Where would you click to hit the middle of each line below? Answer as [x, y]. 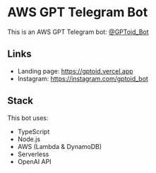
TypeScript [34, 131]
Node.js [29, 139]
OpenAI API [34, 161]
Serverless [33, 154]
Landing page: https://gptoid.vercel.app [75, 71]
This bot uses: [28, 118]
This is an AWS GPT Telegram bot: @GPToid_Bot [78, 32]
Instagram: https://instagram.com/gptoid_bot [83, 78]
